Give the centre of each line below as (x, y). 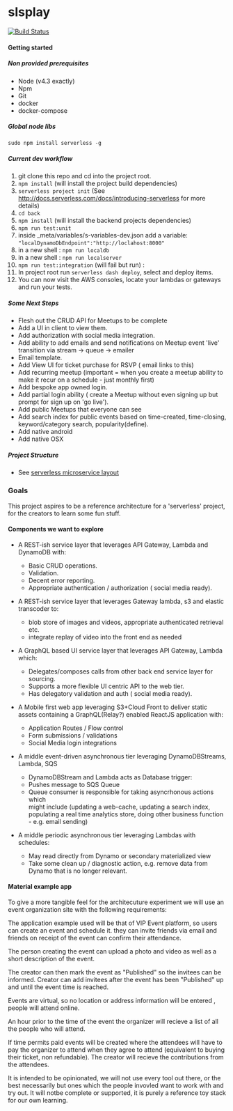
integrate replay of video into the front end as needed (105, 637)
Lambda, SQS (38, 763)
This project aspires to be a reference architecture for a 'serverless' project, (116, 506)
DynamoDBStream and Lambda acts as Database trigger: (110, 777)
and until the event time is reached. (58, 987)
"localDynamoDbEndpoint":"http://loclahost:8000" (91, 243)
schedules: (34, 842)
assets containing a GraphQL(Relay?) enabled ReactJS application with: (120, 714)
